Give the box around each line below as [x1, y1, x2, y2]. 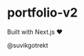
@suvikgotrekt [7, 41, 48, 49]
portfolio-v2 [7, 5, 78, 21]
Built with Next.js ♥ [7, 28, 63, 36]
